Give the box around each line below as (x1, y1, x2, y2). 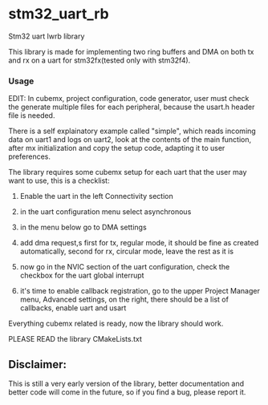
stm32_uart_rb (8, 5, 110, 23)
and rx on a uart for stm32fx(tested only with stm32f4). (8, 55, 191, 65)
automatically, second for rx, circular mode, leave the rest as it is (19, 246, 234, 257)
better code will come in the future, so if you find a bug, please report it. (8, 387, 246, 397)
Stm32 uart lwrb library (8, 31, 85, 41)
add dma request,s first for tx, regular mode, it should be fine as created (19, 238, 259, 248)
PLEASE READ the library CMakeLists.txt (8, 334, 143, 344)
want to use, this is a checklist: (8, 176, 110, 185)
